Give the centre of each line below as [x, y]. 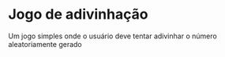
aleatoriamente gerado [45, 44]
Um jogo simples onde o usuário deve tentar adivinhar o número [112, 36]
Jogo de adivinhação [78, 14]
